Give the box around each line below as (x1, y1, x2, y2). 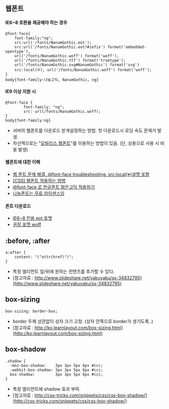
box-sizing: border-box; (5, 308, 58, 313)
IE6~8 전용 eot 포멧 (12, 215, 52, 222)
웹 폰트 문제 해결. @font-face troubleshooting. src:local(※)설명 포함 (12, 171, 150, 177)
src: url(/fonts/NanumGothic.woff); (23, 109, 101, 114)
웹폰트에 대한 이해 (5, 159, 41, 165)
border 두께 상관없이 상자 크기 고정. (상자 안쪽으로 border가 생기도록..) (12, 318, 153, 324)
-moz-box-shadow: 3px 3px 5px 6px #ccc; (10, 363, 103, 368)
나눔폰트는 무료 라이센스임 (12, 191, 65, 196)
